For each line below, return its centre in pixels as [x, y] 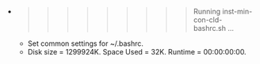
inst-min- [237, 11]
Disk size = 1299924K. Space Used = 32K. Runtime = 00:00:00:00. [137, 52]
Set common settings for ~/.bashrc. [86, 43]
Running [207, 11]
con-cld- [208, 20]
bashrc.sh [209, 28]
